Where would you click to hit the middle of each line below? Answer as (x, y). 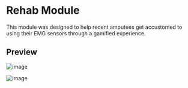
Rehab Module (43, 10)
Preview (22, 52)
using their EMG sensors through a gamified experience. (76, 33)
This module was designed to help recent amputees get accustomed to (94, 27)
